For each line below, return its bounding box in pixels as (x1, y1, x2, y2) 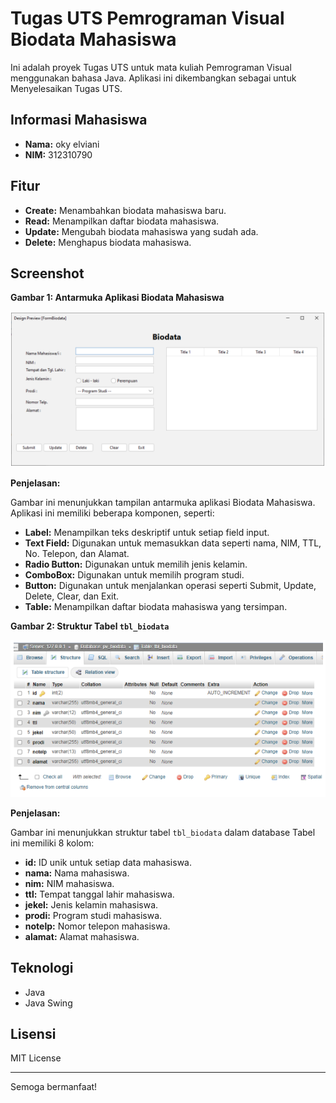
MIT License (10, 1052, 62, 1064)
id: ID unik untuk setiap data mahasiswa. (24, 856, 192, 868)
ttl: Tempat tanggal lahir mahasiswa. (24, 888, 175, 900)
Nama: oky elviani (24, 138, 100, 150)
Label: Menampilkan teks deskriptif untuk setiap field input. (24, 527, 270, 539)
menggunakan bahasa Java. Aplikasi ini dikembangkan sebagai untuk (10, 72, 297, 84)
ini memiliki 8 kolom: (10, 837, 95, 849)
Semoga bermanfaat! (10, 1081, 98, 1093)
